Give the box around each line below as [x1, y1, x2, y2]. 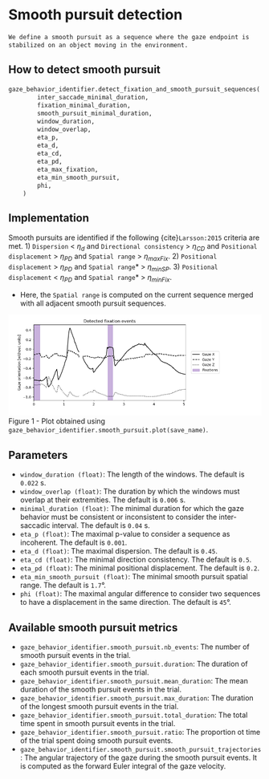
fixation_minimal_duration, [37, 101, 131, 109]
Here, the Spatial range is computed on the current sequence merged [19, 290, 254, 299]
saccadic [19, 521, 51, 530]
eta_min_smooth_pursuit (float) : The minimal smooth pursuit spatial [19, 572, 248, 582]
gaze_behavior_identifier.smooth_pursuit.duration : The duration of [19, 659, 248, 668]
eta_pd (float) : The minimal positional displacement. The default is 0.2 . [19, 563, 259, 573]
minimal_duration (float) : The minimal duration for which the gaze [19, 504, 245, 513]
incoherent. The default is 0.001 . [19, 538, 128, 547]
